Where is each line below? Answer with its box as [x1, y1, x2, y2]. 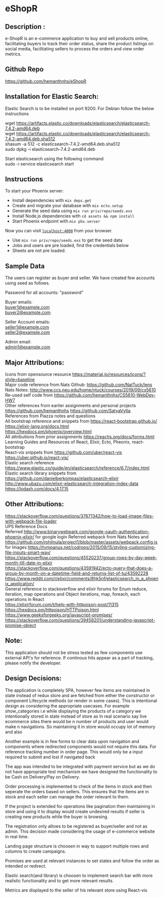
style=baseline [5, 377, 35, 383]
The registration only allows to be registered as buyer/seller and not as [5, 823, 148, 829]
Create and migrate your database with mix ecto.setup [12, 203, 123, 209]
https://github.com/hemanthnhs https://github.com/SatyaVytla [5, 408, 131, 414]
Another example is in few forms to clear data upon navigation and [5, 738, 140, 744]
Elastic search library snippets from [5, 470, 77, 476]
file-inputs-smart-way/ [5, 549, 51, 555]
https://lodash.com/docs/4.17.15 [5, 486, 69, 492]
